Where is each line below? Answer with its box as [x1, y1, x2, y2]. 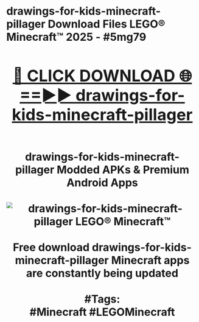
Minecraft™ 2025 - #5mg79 [6, 30, 147, 44]
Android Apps [66, 175, 138, 189]
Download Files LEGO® [47, 17, 166, 31]
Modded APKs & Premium [57, 163, 190, 177]
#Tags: [84, 292, 120, 306]
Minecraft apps [111, 253, 190, 267]
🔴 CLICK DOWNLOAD [12, 65, 175, 86]
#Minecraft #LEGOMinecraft [29, 305, 175, 319]
